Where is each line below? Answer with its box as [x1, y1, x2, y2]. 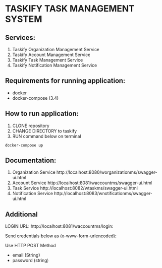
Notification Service [12, 191, 53, 197]
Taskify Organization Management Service [12, 47, 100, 52]
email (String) [12, 252, 41, 258]
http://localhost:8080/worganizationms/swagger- [56, 169, 158, 175]
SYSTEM [5, 13, 42, 25]
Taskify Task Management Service [12, 57, 83, 63]
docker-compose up [5, 142, 43, 148]
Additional [5, 210, 38, 218]
